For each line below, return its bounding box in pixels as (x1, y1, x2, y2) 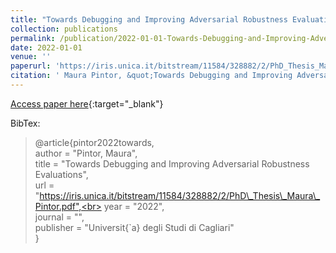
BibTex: (10, 117, 41, 129)
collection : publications (10, 24, 118, 34)
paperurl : (10, 61, 52, 71)
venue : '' (10, 52, 52, 62)
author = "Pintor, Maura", (34, 147, 138, 159)
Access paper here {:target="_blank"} (10, 97, 164, 110)
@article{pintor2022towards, (34, 136, 155, 148)
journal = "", (34, 211, 85, 223)
